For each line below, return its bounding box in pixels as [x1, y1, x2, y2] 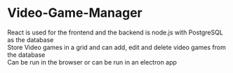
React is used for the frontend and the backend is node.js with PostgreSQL [7, 28, 223, 36]
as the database [7, 35, 54, 44]
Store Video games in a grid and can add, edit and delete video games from [7, 43, 226, 51]
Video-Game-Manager [7, 5, 142, 21]
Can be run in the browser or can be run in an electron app [7, 58, 178, 66]
